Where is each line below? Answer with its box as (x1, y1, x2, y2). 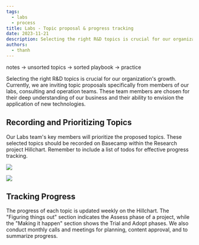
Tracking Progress (6, 191, 76, 202)
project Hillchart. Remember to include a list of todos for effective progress (6, 146, 189, 153)
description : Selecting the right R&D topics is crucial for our (6, 36, 171, 42)
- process (11, 20, 36, 26)
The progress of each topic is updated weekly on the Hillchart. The (6, 207, 169, 214)
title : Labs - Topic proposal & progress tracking (6, 25, 134, 31)
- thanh (11, 47, 31, 53)
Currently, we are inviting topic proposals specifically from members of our (6, 81, 190, 88)
